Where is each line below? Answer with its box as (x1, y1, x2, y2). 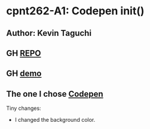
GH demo (6, 69, 42, 79)
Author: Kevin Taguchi (6, 28, 91, 38)
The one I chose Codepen (6, 88, 103, 99)
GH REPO (6, 48, 41, 58)
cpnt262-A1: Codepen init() (6, 4, 145, 18)
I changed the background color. (14, 116, 96, 124)
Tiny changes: (6, 105, 41, 112)
